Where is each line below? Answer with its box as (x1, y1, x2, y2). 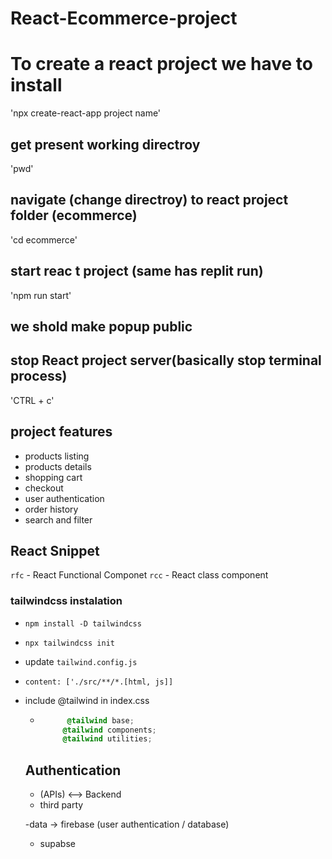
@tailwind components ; (62, 725, 157, 735)
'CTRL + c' (10, 394, 55, 406)
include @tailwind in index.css (24, 694, 150, 706)
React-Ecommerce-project (10, 7, 238, 30)
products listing (24, 450, 90, 462)
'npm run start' (10, 289, 72, 301)
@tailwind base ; (66, 715, 135, 726)
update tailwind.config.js (24, 655, 138, 667)
